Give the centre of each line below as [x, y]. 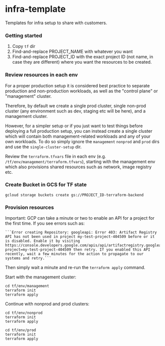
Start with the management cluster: [41, 277]
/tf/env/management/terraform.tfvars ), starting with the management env [80, 161]
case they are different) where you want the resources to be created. [82, 62]
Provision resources [29, 207]
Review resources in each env [41, 75]
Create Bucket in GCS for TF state [46, 185]
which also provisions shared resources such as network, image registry [78, 167]
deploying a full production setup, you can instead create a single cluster [79, 131]
